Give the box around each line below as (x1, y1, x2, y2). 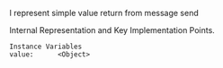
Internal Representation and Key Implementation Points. (9, 25, 216, 35)
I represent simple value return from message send (9, 8, 200, 18)
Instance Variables (9, 42, 83, 51)
